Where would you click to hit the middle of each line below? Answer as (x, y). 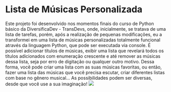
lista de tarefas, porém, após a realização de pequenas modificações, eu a (84, 34)
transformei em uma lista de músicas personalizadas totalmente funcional (83, 40)
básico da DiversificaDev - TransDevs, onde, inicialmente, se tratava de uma (86, 29)
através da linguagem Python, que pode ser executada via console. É (78, 45)
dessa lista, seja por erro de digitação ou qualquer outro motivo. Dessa (80, 61)
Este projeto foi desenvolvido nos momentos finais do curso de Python (80, 24)
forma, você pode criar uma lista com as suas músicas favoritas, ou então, (83, 67)
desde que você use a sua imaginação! (46, 84)
